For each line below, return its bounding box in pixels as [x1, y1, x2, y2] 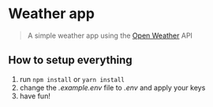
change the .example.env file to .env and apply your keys [19, 83, 206, 92]
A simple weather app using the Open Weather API [27, 31, 193, 40]
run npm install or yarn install [19, 74, 125, 83]
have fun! [19, 91, 51, 101]
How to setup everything [8, 53, 133, 67]
